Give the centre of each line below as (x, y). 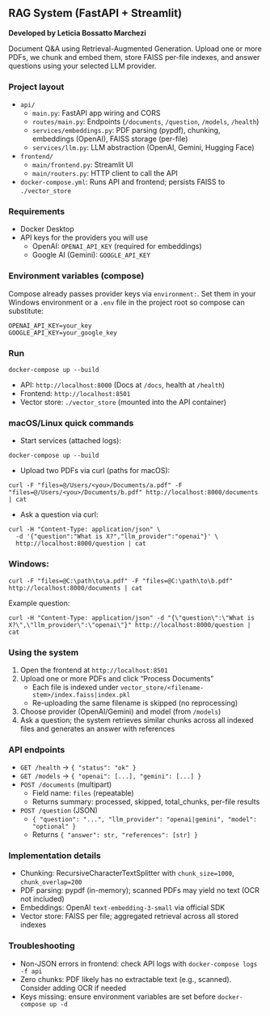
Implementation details (55, 856)
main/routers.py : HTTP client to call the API (105, 173)
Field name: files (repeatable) (83, 793)
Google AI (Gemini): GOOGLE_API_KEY (91, 255)
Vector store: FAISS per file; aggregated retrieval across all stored (129, 916)
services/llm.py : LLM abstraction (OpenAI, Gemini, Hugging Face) (143, 147)
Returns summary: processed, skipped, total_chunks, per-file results (146, 802)
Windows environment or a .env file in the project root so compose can (127, 302)
